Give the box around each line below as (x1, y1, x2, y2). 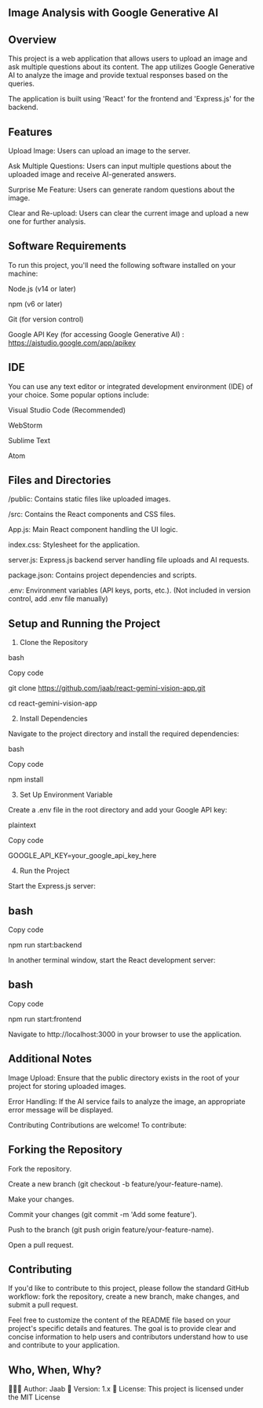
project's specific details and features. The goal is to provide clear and (8, 1324, 237, 1333)
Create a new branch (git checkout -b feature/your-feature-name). (8, 1179, 224, 1189)
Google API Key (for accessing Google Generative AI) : (8, 329, 184, 339)
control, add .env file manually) (8, 594, 108, 603)
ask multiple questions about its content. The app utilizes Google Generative (8, 62, 255, 71)
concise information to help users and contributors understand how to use (8, 1332, 249, 1342)
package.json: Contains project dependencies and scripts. (8, 570, 197, 580)
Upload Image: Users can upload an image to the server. (8, 146, 191, 156)
